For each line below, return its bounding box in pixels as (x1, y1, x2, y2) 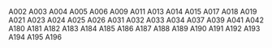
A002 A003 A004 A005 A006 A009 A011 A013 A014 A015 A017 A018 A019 (8, 7, 257, 16)
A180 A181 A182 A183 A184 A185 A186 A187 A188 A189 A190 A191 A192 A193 (8, 24, 261, 33)
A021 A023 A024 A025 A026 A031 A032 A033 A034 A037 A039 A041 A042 (8, 15, 264, 25)
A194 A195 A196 (8, 32, 63, 42)
